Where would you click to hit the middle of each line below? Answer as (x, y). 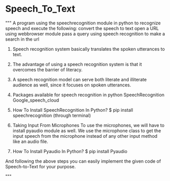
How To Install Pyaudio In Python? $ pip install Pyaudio (70, 151)
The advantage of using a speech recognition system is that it (77, 64)
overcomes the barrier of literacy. (47, 70)
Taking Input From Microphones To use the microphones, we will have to (89, 125)
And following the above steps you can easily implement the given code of (83, 161)
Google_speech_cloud (36, 100)
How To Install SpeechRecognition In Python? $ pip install (73, 110)
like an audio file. (30, 141)
